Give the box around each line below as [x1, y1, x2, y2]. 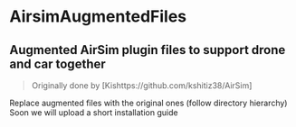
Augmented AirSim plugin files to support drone [9, 42, 286, 58]
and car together [9, 56, 106, 71]
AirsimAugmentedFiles [9, 6, 187, 27]
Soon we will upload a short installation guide [9, 107, 178, 118]
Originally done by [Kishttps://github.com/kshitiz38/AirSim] [31, 80, 253, 91]
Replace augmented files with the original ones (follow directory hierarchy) [9, 97, 288, 108]
